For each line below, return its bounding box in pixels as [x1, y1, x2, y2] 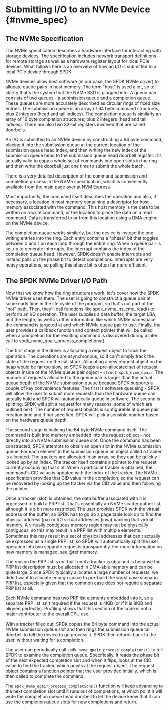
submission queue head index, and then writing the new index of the [5, 147, 147, 153]
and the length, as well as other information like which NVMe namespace [5, 316, 156, 322]
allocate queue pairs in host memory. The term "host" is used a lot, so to [5, 84, 155, 90]
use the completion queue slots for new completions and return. [5, 699, 138, 705]
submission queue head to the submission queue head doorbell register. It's [5, 152, 162, 158]
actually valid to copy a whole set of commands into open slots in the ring [5, 158, 157, 164]
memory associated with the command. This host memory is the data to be [5, 204, 160, 210]
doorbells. [5, 127, 26, 133]
